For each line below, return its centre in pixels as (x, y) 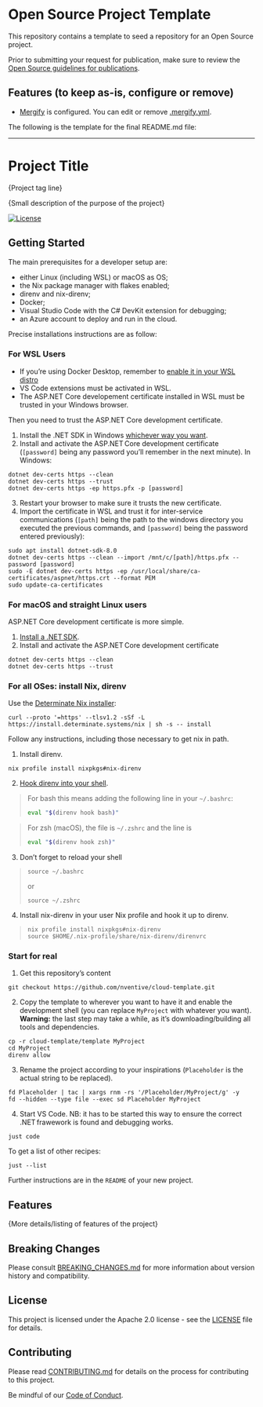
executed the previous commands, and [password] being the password (133, 528)
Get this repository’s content (65, 973)
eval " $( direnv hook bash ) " (73, 813)
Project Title (49, 166)
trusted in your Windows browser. (74, 404)
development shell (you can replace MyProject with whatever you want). (135, 1010)
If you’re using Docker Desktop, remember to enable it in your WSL (128, 371)
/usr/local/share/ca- (166, 571)
